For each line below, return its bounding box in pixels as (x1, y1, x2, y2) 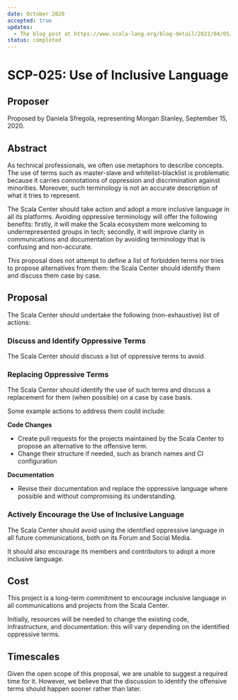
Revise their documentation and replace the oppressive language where (17, 485, 228, 493)
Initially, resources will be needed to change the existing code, (7, 615, 190, 623)
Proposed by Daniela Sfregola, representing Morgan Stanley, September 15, (7, 114, 228, 123)
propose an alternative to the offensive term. (17, 442, 148, 451)
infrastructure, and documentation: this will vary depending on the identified (7, 623, 230, 631)
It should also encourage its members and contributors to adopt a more (7, 547, 216, 555)
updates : (7, 23, 33, 30)
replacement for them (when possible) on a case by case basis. (7, 393, 193, 402)
